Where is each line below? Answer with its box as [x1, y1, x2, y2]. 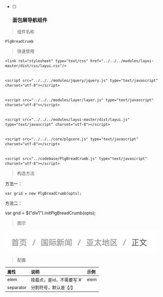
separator [7, 284, 27, 290]
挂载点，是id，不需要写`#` [31, 276, 83, 282]
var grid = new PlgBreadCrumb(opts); [5, 191, 82, 196]
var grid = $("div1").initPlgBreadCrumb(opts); [5, 210, 96, 216]
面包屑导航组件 [12, 17, 48, 23]
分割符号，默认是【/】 [31, 285, 76, 291]
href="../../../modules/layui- [90, 59, 154, 64]
